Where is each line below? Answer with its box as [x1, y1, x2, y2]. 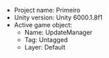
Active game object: [13, 21, 72, 29]
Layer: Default [24, 43, 65, 51]
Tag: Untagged [24, 36, 68, 44]
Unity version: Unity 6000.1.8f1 [13, 13, 103, 22]
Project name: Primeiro [13, 6, 81, 14]
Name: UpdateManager [24, 28, 93, 36]
